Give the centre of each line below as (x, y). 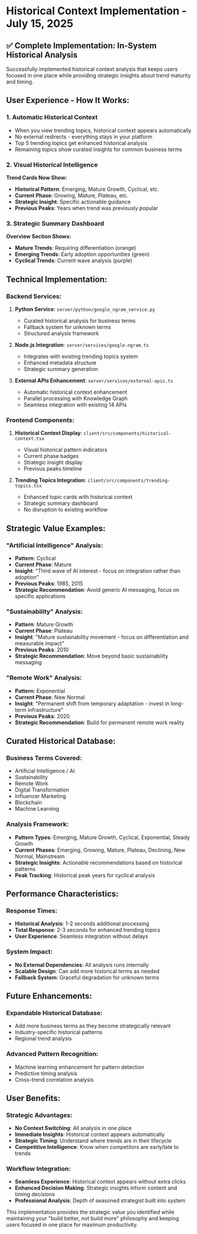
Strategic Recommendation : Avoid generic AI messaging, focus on (97, 589)
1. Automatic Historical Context (52, 117)
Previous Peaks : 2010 (42, 650)
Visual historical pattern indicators (66, 450)
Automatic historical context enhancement (75, 392)
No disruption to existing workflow (66, 510)
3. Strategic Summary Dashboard (55, 223)
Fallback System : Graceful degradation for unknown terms (87, 977)
